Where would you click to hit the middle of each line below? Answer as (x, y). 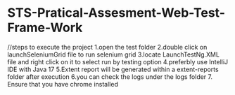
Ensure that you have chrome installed (63, 84)
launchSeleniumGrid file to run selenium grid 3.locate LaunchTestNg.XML (114, 54)
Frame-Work (45, 28)
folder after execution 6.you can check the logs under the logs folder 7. (110, 76)
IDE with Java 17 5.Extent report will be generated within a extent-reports (113, 69)
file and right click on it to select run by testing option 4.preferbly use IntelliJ (118, 61)
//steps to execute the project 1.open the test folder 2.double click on (107, 47)
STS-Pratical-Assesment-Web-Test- (116, 13)
